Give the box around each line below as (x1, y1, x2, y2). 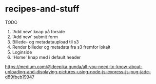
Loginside (12, 49, 32, 55)
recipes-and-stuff (5, 3, 79, 14)
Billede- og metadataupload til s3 (12, 39, 79, 44)
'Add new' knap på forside (12, 28, 65, 34)
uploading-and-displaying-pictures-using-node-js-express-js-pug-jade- (5, 69, 151, 74)
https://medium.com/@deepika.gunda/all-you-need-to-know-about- (5, 64, 143, 70)
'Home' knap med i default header (12, 54, 81, 60)
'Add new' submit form (12, 34, 58, 40)
